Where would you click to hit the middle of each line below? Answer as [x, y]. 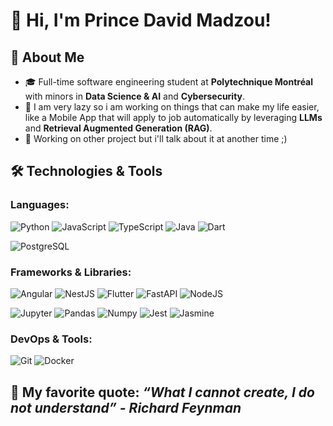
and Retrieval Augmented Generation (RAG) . [118, 128]
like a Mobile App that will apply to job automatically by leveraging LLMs [173, 117]
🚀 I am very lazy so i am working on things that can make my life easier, [172, 107]
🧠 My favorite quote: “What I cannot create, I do [162, 392]
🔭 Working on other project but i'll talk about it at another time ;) [156, 138]
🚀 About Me [47, 57]
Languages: [40, 205]
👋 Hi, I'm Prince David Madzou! [141, 20]
